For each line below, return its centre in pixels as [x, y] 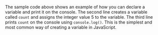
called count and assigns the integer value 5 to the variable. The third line [79, 17]
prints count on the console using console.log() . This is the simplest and [79, 22]
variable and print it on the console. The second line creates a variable [76, 12]
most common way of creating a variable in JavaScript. [61, 27]
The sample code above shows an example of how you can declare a [75, 7]
